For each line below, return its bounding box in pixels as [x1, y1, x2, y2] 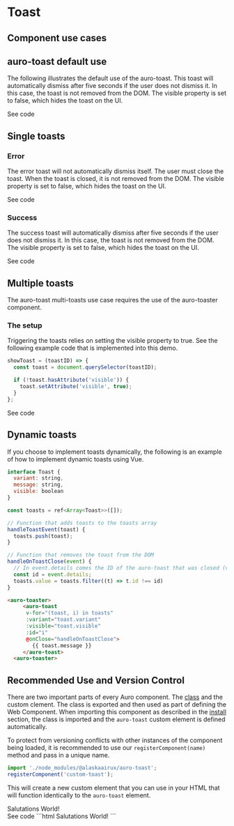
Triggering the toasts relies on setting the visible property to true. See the [7, 337, 218, 345]
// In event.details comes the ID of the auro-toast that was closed [13, 565, 219, 572]
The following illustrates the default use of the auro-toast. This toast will [7, 74, 214, 82]
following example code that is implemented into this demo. [7, 344, 178, 353]
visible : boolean [13, 488, 64, 495]
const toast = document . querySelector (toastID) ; [13, 364, 157, 371]
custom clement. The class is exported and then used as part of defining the [7, 700, 226, 709]
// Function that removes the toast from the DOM [7, 552, 155, 559]
